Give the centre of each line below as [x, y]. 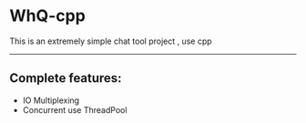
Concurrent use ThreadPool [75, 109]
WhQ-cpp [48, 16]
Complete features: [66, 78]
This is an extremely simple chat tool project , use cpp [111, 41]
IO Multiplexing [51, 100]
